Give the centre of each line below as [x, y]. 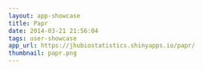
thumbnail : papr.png [43, 53]
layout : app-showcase [45, 16]
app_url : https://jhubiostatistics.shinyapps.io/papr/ [102, 46]
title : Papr [28, 23]
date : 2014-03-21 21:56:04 [53, 31]
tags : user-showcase [43, 38]
